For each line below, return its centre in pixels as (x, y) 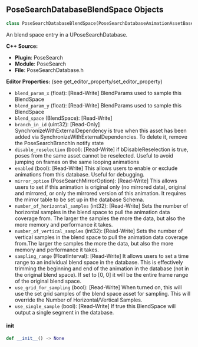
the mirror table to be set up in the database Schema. (79, 199)
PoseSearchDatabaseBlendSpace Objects (85, 10)
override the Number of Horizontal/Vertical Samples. (78, 300)
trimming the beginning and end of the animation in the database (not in (102, 269)
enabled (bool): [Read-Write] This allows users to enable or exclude (96, 168)
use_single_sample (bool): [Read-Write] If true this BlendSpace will (95, 306)
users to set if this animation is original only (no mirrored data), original (100, 187)
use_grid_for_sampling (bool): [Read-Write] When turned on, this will (98, 287)
